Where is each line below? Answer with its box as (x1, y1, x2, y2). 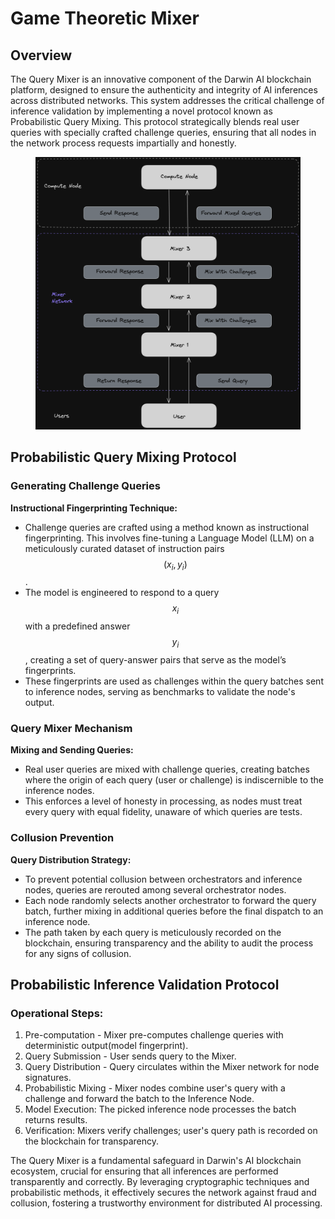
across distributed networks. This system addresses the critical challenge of (10, 95, 325, 106)
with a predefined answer (24, 620, 131, 632)
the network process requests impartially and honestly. (10, 137, 237, 149)
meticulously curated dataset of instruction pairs (24, 542, 225, 554)
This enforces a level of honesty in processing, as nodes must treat (24, 795, 303, 807)
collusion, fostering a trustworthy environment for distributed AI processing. (10, 1197, 323, 1209)
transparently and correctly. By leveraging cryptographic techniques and (10, 1176, 310, 1188)
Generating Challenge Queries (10, 479, 161, 493)
